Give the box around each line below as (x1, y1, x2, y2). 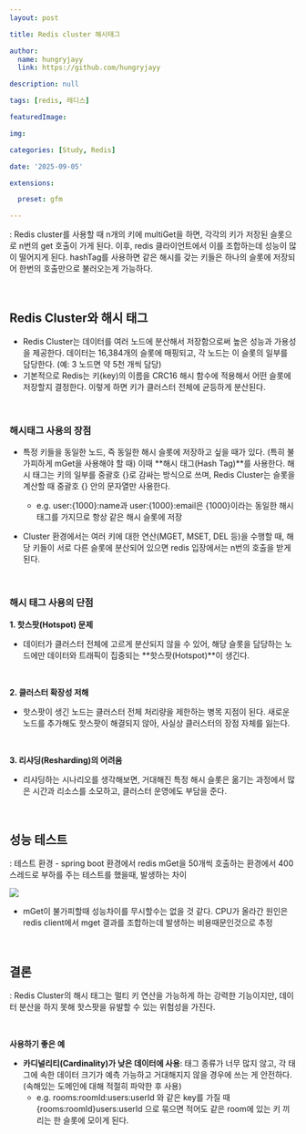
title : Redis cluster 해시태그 (9, 29, 121, 39)
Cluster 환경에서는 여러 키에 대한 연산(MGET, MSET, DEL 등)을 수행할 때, (22, 531, 285, 542)
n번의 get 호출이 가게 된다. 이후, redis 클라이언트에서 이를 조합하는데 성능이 (18, 241, 288, 252)
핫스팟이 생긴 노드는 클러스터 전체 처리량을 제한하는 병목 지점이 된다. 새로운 (22, 706, 291, 716)
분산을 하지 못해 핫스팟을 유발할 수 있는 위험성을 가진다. (18, 1002, 216, 1013)
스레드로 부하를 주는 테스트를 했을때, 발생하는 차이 (9, 870, 188, 881)
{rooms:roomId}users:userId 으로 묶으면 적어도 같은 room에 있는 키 (36, 1104, 280, 1115)
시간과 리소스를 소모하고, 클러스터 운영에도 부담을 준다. (32, 785, 228, 796)
